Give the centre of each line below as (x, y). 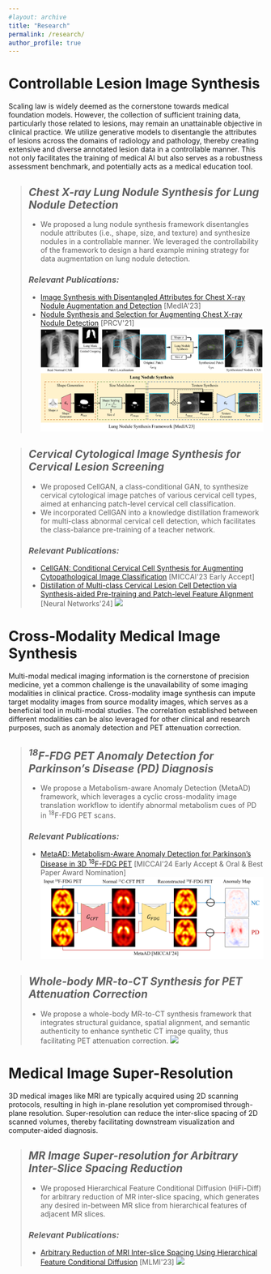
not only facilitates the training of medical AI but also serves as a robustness (135, 158)
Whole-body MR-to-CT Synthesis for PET (135, 982)
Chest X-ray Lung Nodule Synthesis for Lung (144, 192)
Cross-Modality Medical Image (114, 637)
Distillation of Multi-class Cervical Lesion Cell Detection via (138, 586)
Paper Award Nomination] (83, 872)
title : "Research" (39, 26)
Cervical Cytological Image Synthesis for (134, 454)
